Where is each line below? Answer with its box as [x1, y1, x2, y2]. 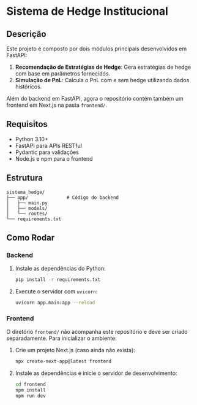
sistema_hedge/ [6, 189, 45, 195]
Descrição [6, 29, 46, 39]
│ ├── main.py [6, 199, 48, 206]
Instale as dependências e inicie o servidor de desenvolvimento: [15, 369, 177, 377]
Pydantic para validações [15, 148, 80, 156]
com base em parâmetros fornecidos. [15, 70, 111, 77]
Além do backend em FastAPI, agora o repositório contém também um [6, 95, 184, 102]
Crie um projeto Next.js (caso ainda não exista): [15, 347, 136, 354]
